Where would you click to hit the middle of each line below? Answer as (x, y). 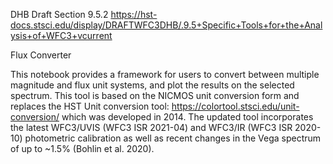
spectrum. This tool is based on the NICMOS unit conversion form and (155, 95)
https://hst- (134, 14)
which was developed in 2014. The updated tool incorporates (187, 117)
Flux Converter (41, 55)
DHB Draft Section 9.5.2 (59, 14)
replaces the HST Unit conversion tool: (90, 106)
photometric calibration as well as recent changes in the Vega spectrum (173, 138)
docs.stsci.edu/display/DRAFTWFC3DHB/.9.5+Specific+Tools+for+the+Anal (166, 25)
